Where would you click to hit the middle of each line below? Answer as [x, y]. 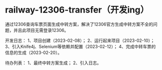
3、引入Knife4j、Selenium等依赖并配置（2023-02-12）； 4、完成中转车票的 [81, 46]
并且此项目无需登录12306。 [41, 30]
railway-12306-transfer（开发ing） [77, 10]
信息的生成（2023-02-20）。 [34, 52]
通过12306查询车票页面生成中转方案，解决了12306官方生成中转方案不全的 [79, 24]
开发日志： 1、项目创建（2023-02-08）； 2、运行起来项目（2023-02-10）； [80, 40]
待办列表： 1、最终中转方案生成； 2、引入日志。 [53, 63]
